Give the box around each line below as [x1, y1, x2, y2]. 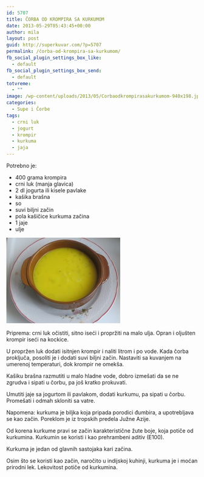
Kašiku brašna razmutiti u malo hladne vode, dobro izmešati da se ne [6, 372, 179, 380]
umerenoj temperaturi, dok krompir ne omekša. [6, 361, 124, 367]
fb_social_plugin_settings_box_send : [6, 68, 102, 74]
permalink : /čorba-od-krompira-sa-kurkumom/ [6, 49, 121, 55]
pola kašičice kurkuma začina [15, 213, 90, 220]
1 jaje [15, 219, 29, 226]
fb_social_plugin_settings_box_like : [6, 55, 102, 61]
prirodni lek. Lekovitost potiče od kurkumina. [6, 464, 118, 471]
